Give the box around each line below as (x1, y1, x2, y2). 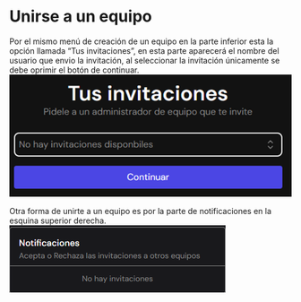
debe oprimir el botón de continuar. (9, 65, 140, 75)
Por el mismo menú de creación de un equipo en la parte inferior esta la (9, 36, 274, 47)
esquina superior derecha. (9, 215, 107, 226)
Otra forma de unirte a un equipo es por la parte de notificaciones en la (9, 206, 271, 217)
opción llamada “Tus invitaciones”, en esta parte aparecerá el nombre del (9, 45, 279, 56)
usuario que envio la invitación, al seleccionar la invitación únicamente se (9, 55, 280, 65)
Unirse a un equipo (9, 6, 152, 27)
